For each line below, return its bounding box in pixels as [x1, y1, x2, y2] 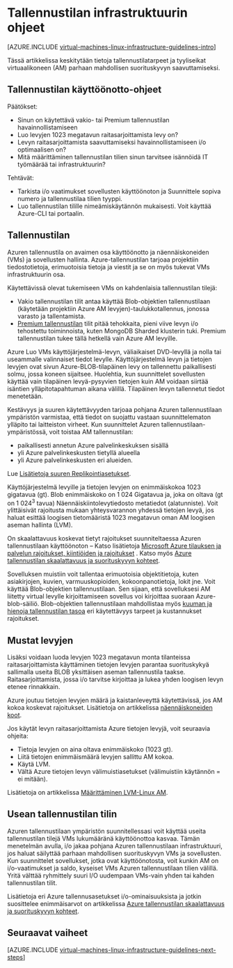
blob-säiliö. [7, 600, 40, 608]
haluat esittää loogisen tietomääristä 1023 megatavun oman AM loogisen [7, 514, 216, 522]
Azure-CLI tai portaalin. [17, 209, 85, 217]
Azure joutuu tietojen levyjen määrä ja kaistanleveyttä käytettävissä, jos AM [7, 696, 223, 704]
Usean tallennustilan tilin [7, 809, 118, 820]
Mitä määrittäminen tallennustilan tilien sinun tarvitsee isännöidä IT [17, 152, 209, 161]
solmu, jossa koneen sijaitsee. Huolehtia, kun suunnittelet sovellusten [7, 370, 205, 378]
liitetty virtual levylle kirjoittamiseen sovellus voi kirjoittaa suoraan [7, 592, 195, 601]
